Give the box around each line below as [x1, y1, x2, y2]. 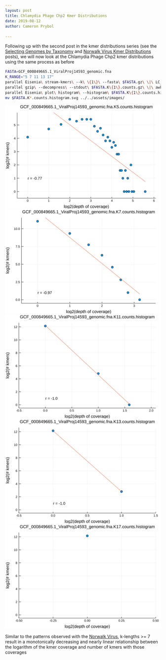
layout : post [5, 8, 32, 13]
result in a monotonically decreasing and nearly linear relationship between [5, 639, 158, 645]
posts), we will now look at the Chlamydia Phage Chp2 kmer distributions [5, 54, 154, 60]
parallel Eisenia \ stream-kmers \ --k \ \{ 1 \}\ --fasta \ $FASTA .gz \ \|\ [5, 79, 154, 84]
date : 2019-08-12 [5, 18, 41, 23]
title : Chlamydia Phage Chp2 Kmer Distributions [5, 13, 107, 18]
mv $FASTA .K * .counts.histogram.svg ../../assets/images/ [5, 95, 125, 100]
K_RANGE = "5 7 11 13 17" [5, 74, 54, 79]
